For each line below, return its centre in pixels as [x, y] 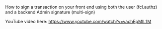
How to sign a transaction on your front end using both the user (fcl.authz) [81, 7]
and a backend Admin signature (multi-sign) [50, 12]
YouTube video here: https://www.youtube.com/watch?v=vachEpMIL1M [78, 22]
